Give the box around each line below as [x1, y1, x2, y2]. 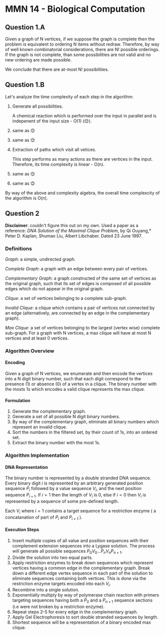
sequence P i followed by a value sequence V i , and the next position [5, 486, 141, 492]
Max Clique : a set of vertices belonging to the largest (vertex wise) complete [5, 324, 160, 330]
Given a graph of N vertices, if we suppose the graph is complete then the [5, 36, 155, 42]
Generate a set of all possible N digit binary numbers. [12, 414, 120, 420]
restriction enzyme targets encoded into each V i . [12, 580, 111, 588]
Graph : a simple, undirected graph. [5, 256, 76, 262]
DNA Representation [5, 464, 48, 470]
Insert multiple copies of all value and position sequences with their [12, 537, 149, 544]
